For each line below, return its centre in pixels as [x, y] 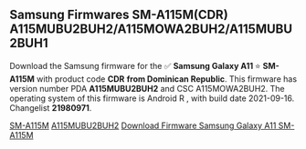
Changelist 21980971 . [51, 107]
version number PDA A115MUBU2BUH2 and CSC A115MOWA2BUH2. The [147, 88]
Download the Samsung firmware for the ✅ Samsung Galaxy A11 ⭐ [135, 65]
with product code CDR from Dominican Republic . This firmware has [167, 79]
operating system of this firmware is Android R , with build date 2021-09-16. [152, 98]
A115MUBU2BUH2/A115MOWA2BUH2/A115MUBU [151, 30]
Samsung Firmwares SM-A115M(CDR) [119, 15]
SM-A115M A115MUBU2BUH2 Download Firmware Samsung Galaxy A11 [143, 125]
